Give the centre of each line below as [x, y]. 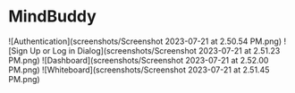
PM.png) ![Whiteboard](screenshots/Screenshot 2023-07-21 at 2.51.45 [139, 70]
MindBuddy [53, 17]
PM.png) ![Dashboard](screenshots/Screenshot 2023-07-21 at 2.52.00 [139, 60]
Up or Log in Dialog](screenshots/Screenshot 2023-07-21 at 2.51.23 [155, 50]
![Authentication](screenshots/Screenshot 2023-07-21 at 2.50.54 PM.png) [145, 41]
